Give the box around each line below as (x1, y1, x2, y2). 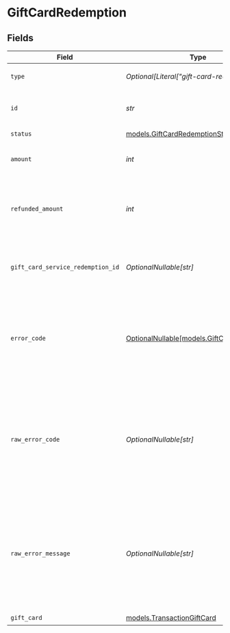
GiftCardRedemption (7, 5, 127, 21)
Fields (7, 32, 34, 44)
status (10, 130, 32, 138)
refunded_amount (10, 205, 64, 213)
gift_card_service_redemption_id (10, 263, 120, 271)
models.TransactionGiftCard (125, 612, 217, 622)
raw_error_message (10, 550, 71, 557)
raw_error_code (10, 435, 60, 443)
